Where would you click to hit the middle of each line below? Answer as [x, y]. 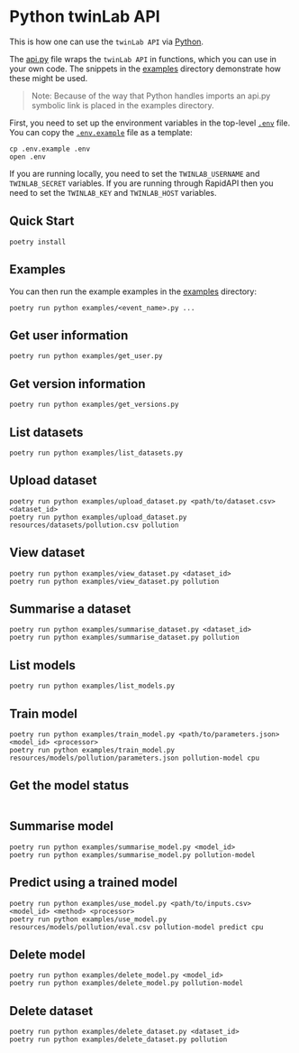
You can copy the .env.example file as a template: [101, 132]
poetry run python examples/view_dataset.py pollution [114, 581]
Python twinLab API [85, 17]
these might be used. [49, 78]
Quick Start [42, 222]
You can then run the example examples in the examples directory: [133, 291]
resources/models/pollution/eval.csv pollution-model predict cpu [136, 927]
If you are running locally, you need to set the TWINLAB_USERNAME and [135, 173]
